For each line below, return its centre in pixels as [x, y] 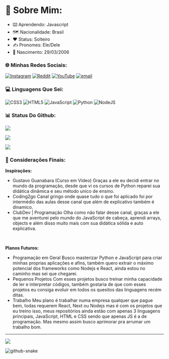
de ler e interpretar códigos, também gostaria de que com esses [79, 284]
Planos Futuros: [22, 248]
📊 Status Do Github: [31, 115]
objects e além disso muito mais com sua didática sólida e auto [78, 223]
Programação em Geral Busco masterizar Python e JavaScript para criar [87, 258]
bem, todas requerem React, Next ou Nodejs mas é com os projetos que [87, 306]
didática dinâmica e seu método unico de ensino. [63, 191]
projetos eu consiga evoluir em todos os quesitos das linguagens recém [87, 290]
